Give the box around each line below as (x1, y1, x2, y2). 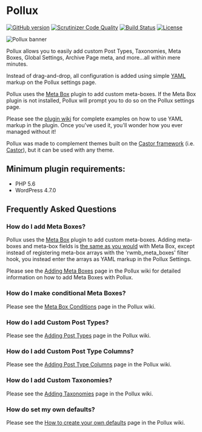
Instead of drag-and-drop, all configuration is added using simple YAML (6, 72, 186, 79)
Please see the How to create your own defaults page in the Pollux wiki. (6, 419, 186, 426)
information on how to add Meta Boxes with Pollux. (6, 274, 133, 281)
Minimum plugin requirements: (6, 164, 126, 174)
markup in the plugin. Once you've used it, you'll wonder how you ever (6, 121, 183, 128)
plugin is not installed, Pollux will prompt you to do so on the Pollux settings (6, 97, 195, 104)
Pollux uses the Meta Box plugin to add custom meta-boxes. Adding (6, 236, 176, 243)
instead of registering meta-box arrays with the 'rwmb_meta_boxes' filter (6, 249, 189, 256)
